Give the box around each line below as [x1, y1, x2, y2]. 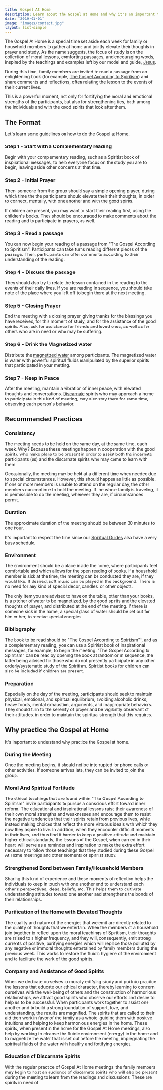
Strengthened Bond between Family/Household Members [5, 865, 144, 872]
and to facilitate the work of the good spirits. [5, 956, 94, 962]
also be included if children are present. [5, 668, 84, 674]
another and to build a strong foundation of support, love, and [5, 1005, 129, 1011]
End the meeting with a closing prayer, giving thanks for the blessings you [5, 313, 153, 319]
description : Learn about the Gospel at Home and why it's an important [5, 12, 155, 17]
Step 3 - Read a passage [5, 230, 64, 236]
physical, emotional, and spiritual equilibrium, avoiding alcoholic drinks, [5, 696, 147, 702]
